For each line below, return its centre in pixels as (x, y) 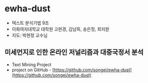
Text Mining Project (32, 64)
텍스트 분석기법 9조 (30, 23)
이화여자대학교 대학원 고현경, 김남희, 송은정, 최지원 (60, 29)
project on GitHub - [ (33, 70)
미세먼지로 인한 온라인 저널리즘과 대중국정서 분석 (74, 52)
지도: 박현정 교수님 (30, 35)
